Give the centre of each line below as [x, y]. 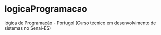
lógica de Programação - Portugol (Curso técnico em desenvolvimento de [80, 23]
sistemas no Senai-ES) [28, 28]
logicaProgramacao [46, 9]
